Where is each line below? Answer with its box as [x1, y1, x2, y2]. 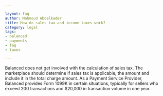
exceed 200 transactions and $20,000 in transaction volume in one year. [5, 85, 151, 91]
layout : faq [5, 11, 29, 16]
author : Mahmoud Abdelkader [5, 16, 62, 21]
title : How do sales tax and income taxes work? [5, 20, 106, 25]
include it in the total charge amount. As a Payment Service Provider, [5, 75, 143, 81]
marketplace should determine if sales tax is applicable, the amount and [5, 70, 149, 76]
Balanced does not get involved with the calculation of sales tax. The [5, 65, 143, 71]
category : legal [5, 25, 38, 30]
